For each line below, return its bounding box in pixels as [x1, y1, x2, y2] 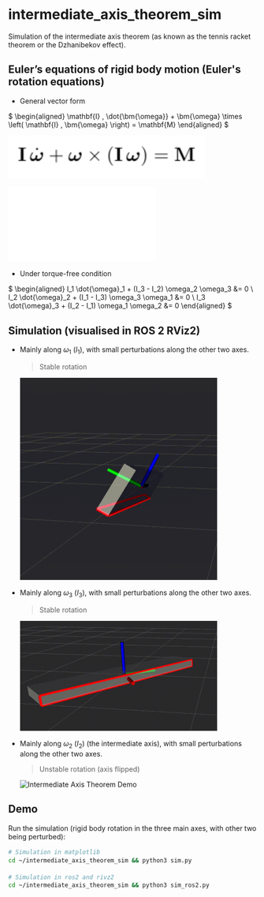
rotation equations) [8, 75, 105, 88]
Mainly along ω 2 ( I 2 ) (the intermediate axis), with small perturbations [19, 739, 243, 750]
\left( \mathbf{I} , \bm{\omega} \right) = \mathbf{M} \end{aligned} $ [8, 120, 229, 129]
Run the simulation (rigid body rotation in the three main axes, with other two [8, 823, 257, 833]
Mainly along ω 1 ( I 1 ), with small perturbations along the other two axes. [19, 345, 250, 356]
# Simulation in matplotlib [8, 848, 101, 856]
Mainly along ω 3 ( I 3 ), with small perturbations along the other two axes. [19, 588, 252, 600]
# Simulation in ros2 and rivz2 [8, 873, 114, 881]
